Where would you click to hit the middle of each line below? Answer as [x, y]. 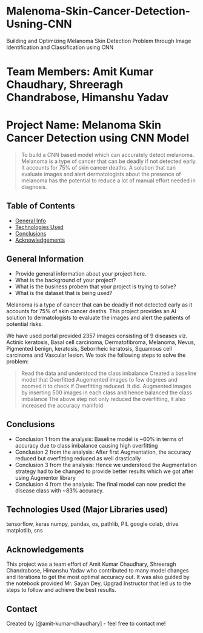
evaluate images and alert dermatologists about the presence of [101, 174]
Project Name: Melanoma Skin [84, 125]
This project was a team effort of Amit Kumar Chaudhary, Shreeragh [91, 564]
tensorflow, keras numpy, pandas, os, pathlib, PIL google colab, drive [92, 524]
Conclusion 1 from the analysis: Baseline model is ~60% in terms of [99, 439]
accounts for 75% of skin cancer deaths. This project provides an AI [92, 311]
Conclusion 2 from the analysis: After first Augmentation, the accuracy [103, 452]
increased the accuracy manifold [62, 405]
